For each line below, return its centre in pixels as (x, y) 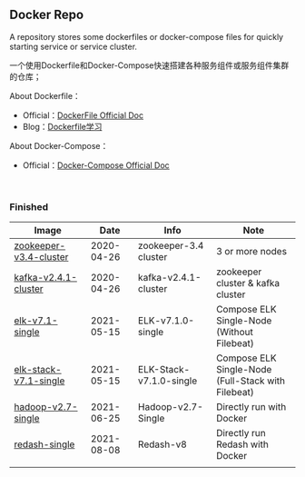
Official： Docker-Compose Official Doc (96, 165)
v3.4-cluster (41, 257)
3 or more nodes (252, 252)
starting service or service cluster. (74, 46)
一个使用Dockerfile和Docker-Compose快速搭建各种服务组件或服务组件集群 (149, 65)
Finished (29, 206)
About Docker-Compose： (59, 145)
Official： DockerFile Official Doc (83, 115)
